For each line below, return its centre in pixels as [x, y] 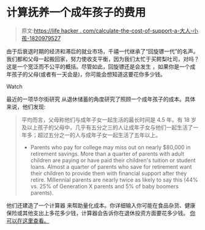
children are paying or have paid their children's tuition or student [113, 160]
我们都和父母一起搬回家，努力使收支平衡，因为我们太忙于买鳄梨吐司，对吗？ [103, 59]
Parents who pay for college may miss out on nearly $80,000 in [110, 147]
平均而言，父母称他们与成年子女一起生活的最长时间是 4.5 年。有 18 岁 [109, 119]
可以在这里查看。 [28, 220]
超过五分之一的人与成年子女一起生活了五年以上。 [99, 135]
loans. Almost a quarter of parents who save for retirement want [111, 166]
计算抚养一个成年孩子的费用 [76, 13]
